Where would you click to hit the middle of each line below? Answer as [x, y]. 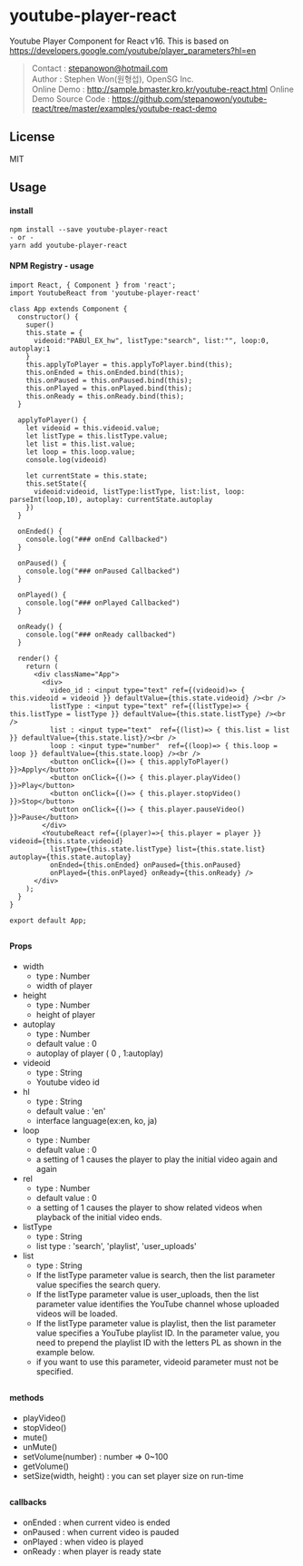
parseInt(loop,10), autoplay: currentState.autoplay [111, 499]
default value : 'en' [71, 1111]
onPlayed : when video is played [83, 1541]
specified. [55, 1371]
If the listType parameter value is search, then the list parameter [156, 1275]
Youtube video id [68, 1082]
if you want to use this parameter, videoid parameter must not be [157, 1362]
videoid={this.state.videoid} [67, 841]
